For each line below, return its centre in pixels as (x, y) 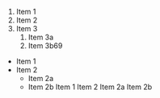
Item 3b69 (45, 46)
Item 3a (41, 37)
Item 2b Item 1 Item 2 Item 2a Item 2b (90, 87)
